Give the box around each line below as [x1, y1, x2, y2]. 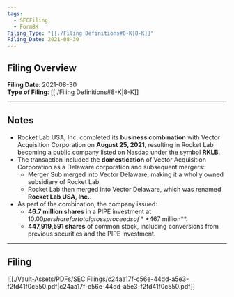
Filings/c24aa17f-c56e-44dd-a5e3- [86, 275, 189, 283]
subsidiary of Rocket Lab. [27, 177, 101, 185]
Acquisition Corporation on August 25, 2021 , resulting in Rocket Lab [17, 140, 214, 148]
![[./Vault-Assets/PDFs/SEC [7, 275, 86, 283]
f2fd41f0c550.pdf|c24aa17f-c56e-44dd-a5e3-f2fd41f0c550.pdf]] [7, 282, 195, 290]
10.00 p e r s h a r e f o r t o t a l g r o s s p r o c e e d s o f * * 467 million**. [27, 214, 188, 223]
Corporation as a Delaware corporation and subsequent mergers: [17, 162, 205, 171]
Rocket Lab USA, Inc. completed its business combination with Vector [17, 133, 221, 142]
